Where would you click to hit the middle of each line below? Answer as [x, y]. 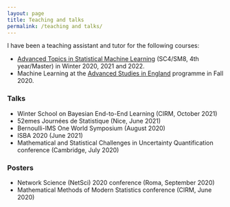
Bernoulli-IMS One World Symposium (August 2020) [91, 128]
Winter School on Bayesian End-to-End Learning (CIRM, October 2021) [117, 113]
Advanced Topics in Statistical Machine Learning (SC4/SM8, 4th [108, 59]
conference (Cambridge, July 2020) [68, 150]
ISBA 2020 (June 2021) [50, 135]
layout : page [26, 13]
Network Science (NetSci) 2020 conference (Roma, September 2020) [116, 182]
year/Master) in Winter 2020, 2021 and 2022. [81, 66]
